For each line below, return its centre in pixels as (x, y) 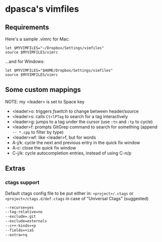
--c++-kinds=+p (21, 226)
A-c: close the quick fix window (44, 148)
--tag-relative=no (24, 212)
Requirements (27, 27)
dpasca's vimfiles (42, 9)
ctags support (22, 182)
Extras (15, 168)
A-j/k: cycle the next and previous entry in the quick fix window (76, 142)
